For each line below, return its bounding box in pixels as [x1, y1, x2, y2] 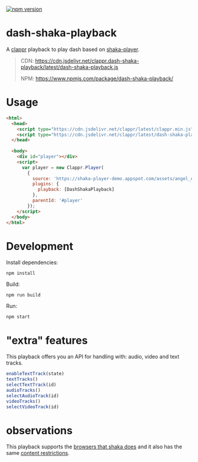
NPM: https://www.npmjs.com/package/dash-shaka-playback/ [20, 74, 174, 82]
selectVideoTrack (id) [6, 404, 60, 410]
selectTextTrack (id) [6, 382, 57, 388]
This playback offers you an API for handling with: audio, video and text [6, 353, 180, 360]
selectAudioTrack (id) [6, 393, 60, 399]
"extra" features [6, 334, 88, 347]
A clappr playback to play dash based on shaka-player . [6, 45, 140, 53]
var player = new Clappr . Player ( [21, 164, 104, 171]
